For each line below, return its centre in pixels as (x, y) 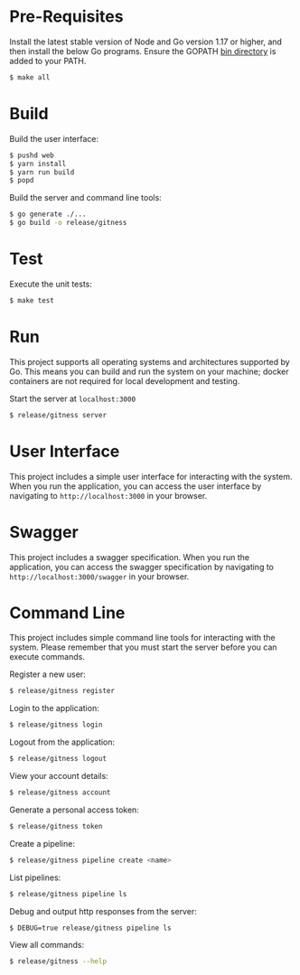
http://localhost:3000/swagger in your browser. (99, 577)
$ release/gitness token (56, 826)
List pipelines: (35, 877)
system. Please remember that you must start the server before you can (143, 647)
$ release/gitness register (62, 691)
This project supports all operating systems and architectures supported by (150, 361)
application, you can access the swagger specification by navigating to (141, 567)
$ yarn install (38, 164)
